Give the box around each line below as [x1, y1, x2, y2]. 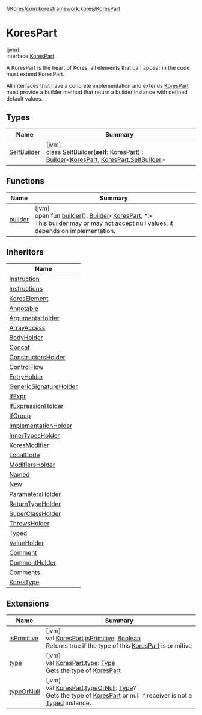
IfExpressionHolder [9, 402, 64, 410]
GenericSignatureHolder [9, 382, 78, 391]
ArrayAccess [9, 324, 46, 332]
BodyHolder [9, 333, 43, 342]
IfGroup [9, 412, 31, 420]
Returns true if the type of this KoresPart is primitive [46, 642, 192, 650]
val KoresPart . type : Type [46, 659, 115, 667]
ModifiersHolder [9, 460, 55, 469]
